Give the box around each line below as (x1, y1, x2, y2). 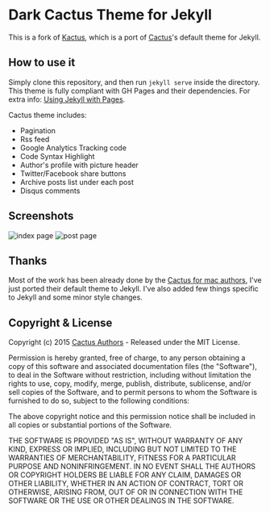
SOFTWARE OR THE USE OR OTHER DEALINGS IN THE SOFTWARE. (8, 496, 235, 506)
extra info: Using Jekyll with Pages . (8, 94, 126, 104)
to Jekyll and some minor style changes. (8, 292, 143, 302)
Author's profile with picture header (19, 160, 139, 170)
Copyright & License (8, 316, 113, 329)
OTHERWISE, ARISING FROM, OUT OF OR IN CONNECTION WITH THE (8, 487, 243, 497)
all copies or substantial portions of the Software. (8, 420, 172, 430)
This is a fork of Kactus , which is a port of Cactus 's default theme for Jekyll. (8, 32, 261, 42)
